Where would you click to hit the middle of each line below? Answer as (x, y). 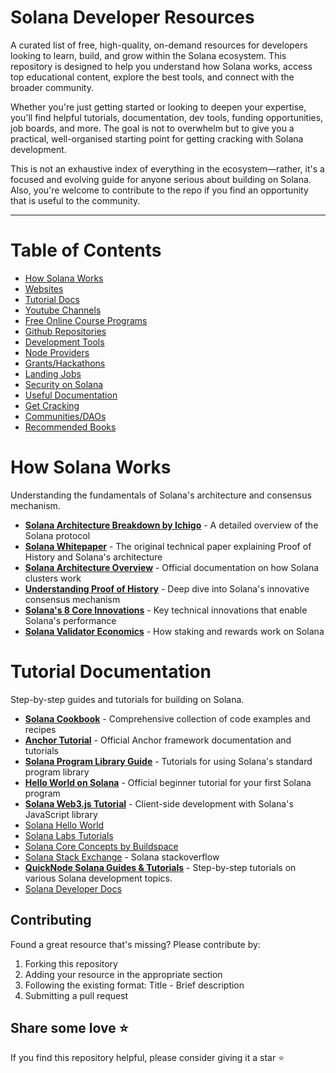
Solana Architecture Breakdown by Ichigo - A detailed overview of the (171, 525)
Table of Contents (86, 250)
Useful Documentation (71, 395)
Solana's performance (70, 620)
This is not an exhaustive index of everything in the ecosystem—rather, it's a (167, 168)
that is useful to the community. (75, 200)
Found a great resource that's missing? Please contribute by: (135, 944)
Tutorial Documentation (111, 672)
